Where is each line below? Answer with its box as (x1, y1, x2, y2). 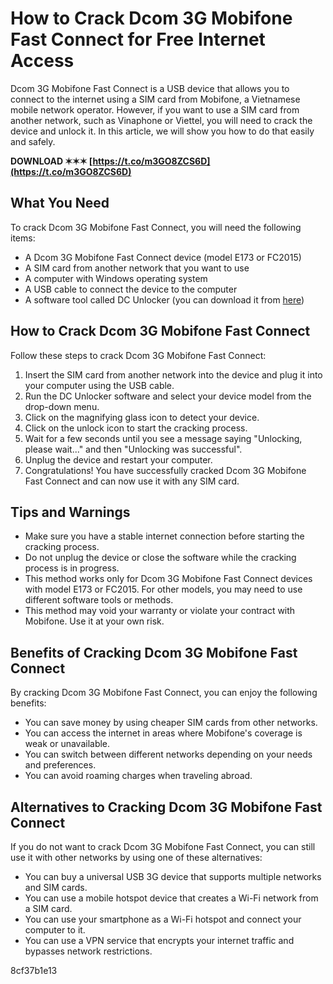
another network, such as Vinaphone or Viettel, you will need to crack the (10, 114, 313, 126)
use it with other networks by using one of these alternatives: (10, 852, 263, 863)
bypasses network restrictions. (24, 945, 153, 957)
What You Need (10, 195, 110, 212)
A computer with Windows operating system (24, 272, 208, 284)
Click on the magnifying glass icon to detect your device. (24, 411, 260, 423)
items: (10, 232, 36, 244)
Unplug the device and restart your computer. (24, 453, 213, 466)
